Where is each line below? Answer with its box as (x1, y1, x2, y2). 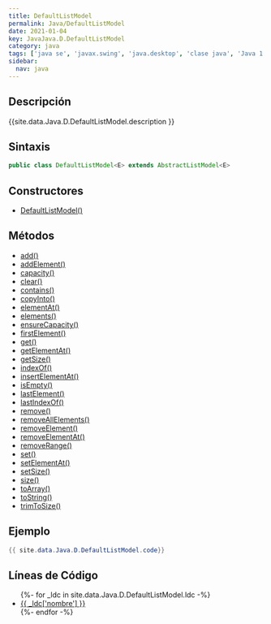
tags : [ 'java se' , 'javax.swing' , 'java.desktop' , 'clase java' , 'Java (8, 50, 256, 58)
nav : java (15, 65, 49, 73)
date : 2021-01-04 (8, 27, 67, 35)
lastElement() (19, 388, 65, 398)
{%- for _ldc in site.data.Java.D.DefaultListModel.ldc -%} (19, 590, 211, 600)
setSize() (19, 466, 51, 476)
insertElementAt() (19, 371, 80, 381)
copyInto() (19, 293, 55, 303)
